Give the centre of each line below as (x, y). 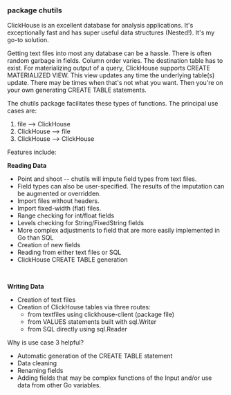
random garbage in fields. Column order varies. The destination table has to (115, 61)
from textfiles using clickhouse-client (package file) (101, 315)
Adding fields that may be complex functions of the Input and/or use (114, 378)
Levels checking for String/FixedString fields (80, 223)
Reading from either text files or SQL (69, 252)
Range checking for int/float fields (66, 215)
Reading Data (27, 166)
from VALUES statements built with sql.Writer (92, 322)
